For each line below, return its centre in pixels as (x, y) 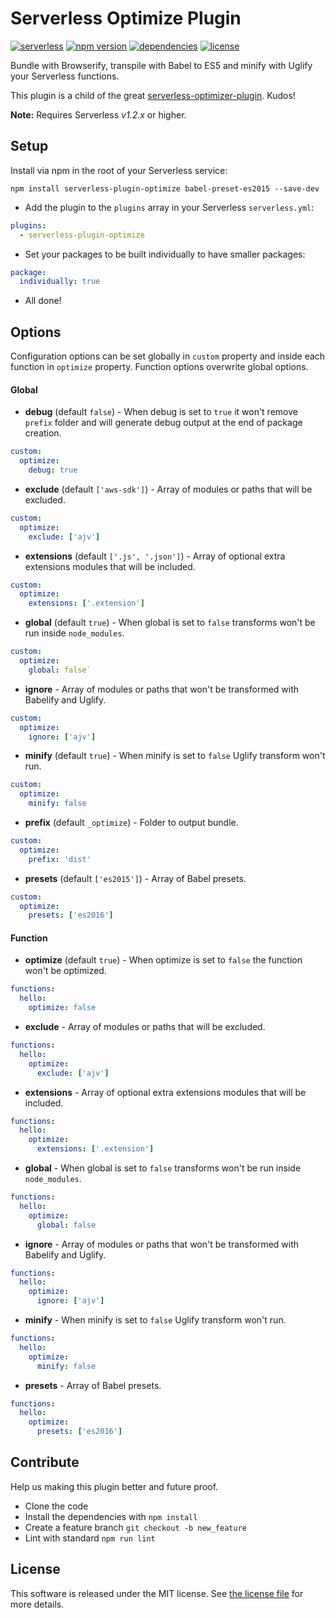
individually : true (60, 282)
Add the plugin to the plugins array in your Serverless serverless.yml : (169, 207)
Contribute (45, 1462)
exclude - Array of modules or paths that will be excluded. (145, 1027)
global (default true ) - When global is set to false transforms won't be (170, 623)
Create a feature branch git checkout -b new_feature (135, 1527)
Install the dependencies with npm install (111, 1516)
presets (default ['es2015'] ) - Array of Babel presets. (135, 878)
